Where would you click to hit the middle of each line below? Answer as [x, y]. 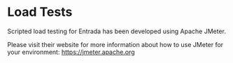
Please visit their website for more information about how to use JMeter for [115, 44]
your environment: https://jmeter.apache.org [71, 52]
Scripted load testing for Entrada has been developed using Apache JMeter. [116, 31]
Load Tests [40, 12]
